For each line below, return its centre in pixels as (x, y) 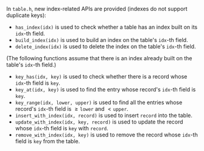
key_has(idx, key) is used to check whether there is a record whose (101, 76)
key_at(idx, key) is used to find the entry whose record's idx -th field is (105, 90)
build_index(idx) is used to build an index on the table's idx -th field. (101, 40)
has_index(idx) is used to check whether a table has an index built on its (106, 27)
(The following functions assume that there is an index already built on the (99, 58)
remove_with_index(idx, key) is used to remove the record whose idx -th (106, 135)
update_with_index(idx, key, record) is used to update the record (99, 122)
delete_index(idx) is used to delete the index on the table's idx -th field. (105, 46)
